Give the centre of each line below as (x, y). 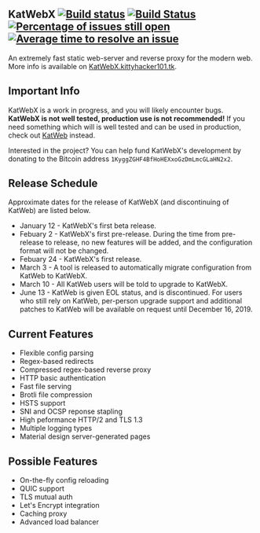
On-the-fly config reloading (64, 480)
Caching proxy (43, 514)
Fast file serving (46, 387)
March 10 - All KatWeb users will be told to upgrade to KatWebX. (124, 285)
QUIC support (42, 489)
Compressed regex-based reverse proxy (85, 369)
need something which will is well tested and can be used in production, (125, 127)
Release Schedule (53, 184)
